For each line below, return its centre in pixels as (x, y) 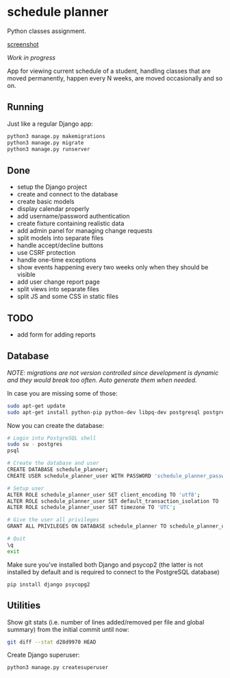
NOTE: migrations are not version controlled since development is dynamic (113, 372)
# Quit (16, 539)
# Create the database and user (53, 463)
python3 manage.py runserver (49, 149)
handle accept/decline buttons (60, 245)
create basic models (46, 202)
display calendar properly (53, 209)
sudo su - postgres (35, 444)
